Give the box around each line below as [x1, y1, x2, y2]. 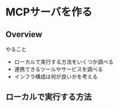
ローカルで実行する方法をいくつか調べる [14, 59, 114, 65]
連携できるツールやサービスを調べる [14, 66, 104, 73]
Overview [5, 29, 43, 39]
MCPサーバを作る [5, 5, 93, 19]
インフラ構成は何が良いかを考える [14, 73, 98, 80]
